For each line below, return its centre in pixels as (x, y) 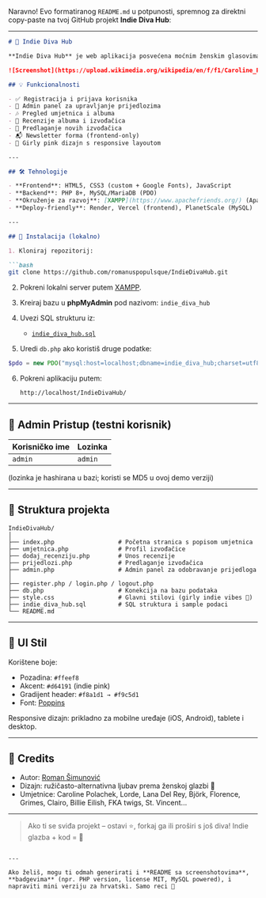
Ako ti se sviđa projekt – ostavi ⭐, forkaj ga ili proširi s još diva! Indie (138, 826)
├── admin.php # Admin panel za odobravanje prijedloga (133, 570)
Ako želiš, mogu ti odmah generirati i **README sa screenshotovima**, (129, 873)
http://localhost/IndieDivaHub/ (73, 393)
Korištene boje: (33, 662)
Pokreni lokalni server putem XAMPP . (80, 287)
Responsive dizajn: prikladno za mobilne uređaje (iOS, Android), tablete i (126, 718)
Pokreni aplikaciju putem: (61, 378)
